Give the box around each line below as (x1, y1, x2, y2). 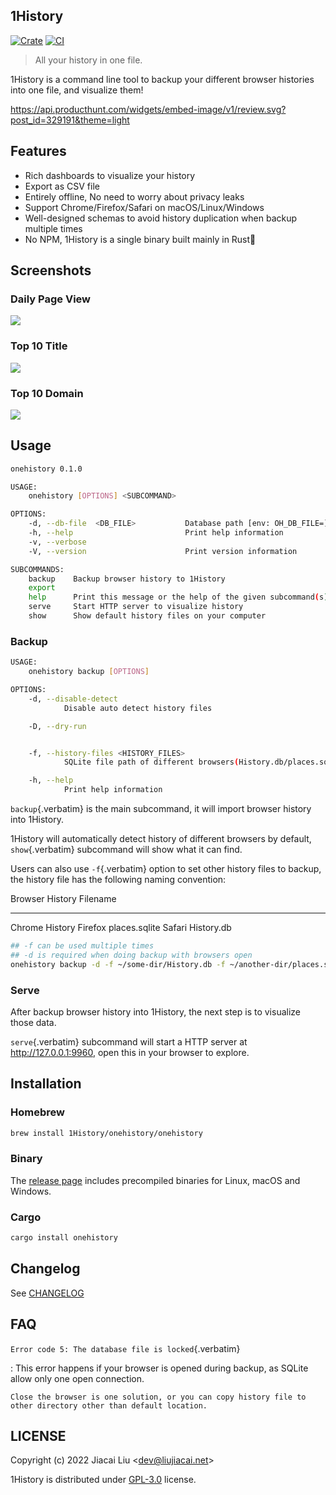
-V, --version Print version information (28, 546, 298, 556)
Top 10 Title (10, 339, 68, 353)
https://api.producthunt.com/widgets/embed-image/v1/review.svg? (10, 103, 287, 115)
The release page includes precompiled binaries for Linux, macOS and (10, 1174, 301, 1186)
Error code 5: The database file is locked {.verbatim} (10, 1342, 241, 1354)
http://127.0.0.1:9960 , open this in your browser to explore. (10, 1046, 250, 1058)
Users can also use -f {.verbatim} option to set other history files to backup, (10, 863, 322, 875)
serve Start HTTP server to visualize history (28, 602, 244, 612)
